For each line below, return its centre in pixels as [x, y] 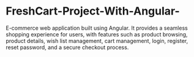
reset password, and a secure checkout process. [67, 47]
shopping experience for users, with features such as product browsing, [97, 34]
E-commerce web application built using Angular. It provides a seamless [97, 28]
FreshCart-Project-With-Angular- [93, 11]
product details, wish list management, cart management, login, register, [97, 41]
